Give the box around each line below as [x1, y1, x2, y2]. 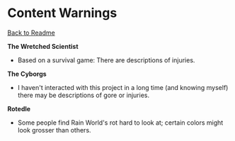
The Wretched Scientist [7, 42, 79, 50]
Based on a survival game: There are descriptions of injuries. [17, 55, 195, 64]
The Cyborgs [7, 69, 47, 78]
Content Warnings [7, 5, 117, 21]
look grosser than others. [17, 125, 91, 134]
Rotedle [7, 104, 30, 113]
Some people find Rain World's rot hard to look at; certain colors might [17, 118, 224, 127]
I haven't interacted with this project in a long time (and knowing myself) [17, 83, 229, 91]
